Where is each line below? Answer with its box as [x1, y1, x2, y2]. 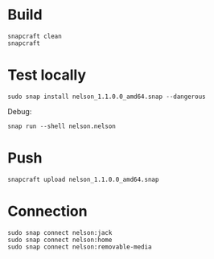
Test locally [7, 66, 86, 84]
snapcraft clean [7, 32, 62, 40]
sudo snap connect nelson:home [7, 236, 113, 244]
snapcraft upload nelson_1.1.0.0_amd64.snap [7, 175, 159, 183]
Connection [7, 203, 88, 220]
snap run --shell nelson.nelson [7, 122, 116, 130]
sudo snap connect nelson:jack [7, 228, 113, 236]
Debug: [7, 106, 32, 116]
